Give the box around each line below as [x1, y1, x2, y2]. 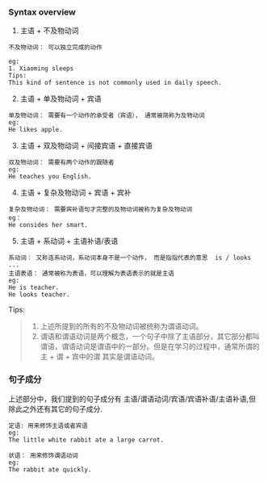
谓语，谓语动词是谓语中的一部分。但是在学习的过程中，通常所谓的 [40, 342, 260, 351]
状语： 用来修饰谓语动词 [8, 451, 78, 459]
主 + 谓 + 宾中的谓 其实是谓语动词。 [40, 352, 159, 362]
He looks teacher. [8, 291, 70, 299]
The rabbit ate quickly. [8, 465, 92, 474]
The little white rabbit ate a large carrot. [8, 435, 164, 444]
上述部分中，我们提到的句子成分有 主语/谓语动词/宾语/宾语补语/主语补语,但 [8, 394, 257, 404]
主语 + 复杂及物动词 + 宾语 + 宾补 [19, 188, 132, 198]
